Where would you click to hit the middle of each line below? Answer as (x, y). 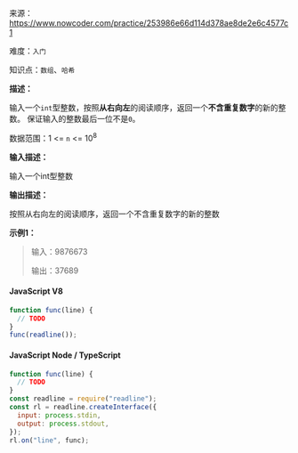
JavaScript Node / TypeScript (65, 355)
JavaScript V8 (36, 291)
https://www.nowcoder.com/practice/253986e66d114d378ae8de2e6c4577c (149, 23)
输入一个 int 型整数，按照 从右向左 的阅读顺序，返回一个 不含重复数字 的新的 (144, 108)
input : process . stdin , (59, 415)
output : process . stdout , (63, 424)
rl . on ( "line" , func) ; (49, 440)
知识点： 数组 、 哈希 (42, 70)
